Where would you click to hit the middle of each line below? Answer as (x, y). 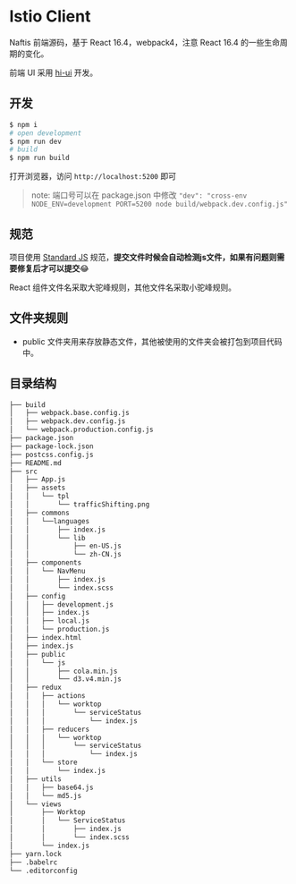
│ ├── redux (36, 688)
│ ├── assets (38, 488)
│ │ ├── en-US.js (66, 546)
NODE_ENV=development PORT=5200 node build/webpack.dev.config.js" (159, 204)
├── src (24, 472)
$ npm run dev (36, 141)
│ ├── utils (36, 779)
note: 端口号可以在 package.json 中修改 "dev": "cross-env (139, 195)
